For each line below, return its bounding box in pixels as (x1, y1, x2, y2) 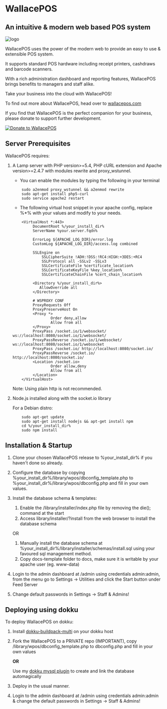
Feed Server (12, 581, 38, 587)
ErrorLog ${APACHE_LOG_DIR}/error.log (32, 237, 113, 242)
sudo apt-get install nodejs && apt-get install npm (21, 419, 134, 424)
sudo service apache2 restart (21, 196, 84, 201)
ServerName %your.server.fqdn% (32, 228, 98, 233)
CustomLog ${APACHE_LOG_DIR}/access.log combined (32, 241, 138, 246)
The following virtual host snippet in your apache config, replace (19, 204, 153, 210)
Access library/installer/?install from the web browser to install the (19, 515, 156, 521)
